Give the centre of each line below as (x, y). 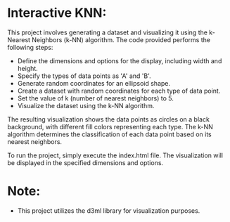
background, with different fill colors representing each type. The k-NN (110, 126)
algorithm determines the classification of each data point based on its (110, 134)
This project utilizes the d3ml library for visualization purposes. (109, 210)
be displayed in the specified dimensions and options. (85, 162)
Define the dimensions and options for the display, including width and (120, 60)
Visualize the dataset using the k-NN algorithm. (86, 105)
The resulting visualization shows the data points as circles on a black (108, 119)
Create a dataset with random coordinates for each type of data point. (119, 91)
